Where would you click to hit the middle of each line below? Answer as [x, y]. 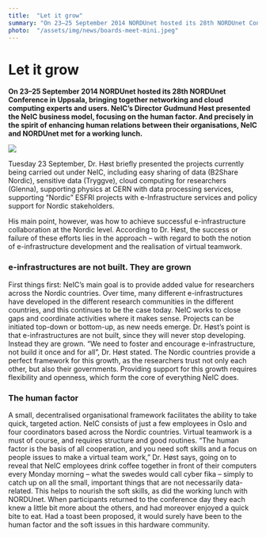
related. [21, 491]
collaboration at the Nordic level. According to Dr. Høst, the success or [123, 230]
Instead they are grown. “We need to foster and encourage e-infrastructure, [132, 343]
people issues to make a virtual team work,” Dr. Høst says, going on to [123, 457]
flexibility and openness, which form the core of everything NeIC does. [123, 377]
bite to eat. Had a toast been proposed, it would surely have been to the [125, 516]
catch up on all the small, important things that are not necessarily [116, 482]
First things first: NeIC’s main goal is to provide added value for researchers [131, 284]
